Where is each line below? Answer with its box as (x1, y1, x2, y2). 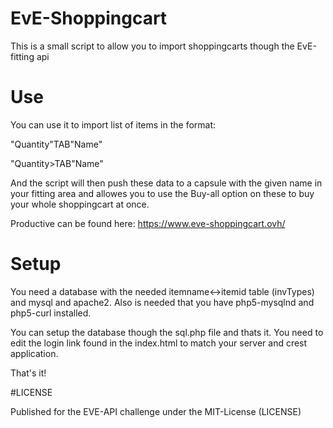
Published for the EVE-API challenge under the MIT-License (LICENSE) (10, 405, 302, 417)
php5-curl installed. (10, 307, 92, 319)
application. (10, 347, 59, 359)
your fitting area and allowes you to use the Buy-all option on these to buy (10, 187, 315, 199)
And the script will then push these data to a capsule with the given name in (10, 177, 323, 189)
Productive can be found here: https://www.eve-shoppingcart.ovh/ (10, 217, 286, 229)
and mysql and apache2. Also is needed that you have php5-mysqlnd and (10, 296, 315, 308)
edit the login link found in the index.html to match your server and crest (10, 337, 308, 349)
